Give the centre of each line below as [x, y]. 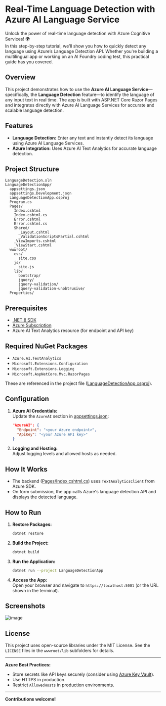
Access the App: [30, 580]
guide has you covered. [29, 62]
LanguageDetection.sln [28, 181]
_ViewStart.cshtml [33, 245]
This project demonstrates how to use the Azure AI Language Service [77, 89]
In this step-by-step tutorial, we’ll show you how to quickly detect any [76, 46]
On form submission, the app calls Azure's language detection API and [84, 492]
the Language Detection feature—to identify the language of [92, 94]
